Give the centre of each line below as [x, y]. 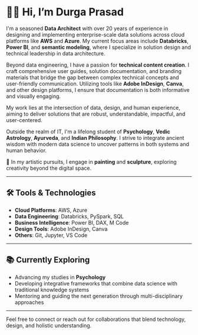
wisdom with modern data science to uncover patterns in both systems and [98, 144]
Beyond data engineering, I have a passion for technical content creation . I [98, 65]
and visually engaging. [33, 96]
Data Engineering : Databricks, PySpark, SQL [69, 216]
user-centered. [24, 120]
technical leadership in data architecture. [56, 53]
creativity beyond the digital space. [49, 168]
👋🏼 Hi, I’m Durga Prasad [65, 12]
